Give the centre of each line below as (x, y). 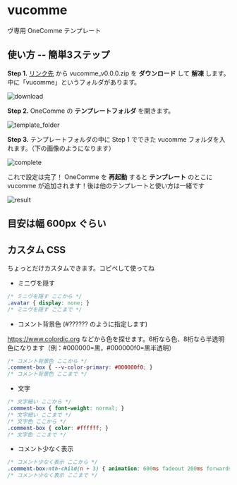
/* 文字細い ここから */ (39, 402)
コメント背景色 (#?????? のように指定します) (83, 324)
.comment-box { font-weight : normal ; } (66, 409)
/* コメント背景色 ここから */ (47, 361)
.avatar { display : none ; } (49, 303)
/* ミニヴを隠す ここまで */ (45, 309)
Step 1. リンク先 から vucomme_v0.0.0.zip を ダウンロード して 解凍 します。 (119, 73)
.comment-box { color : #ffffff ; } (58, 428)
